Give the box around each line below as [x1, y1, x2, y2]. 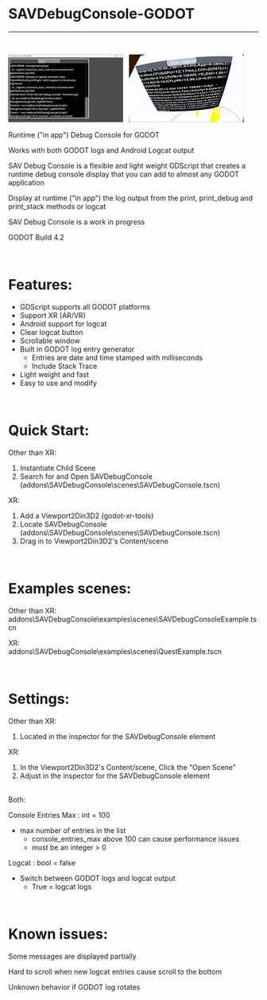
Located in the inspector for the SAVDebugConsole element [19, 731, 216, 741]
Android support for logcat [19, 319, 107, 329]
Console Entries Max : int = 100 [8, 810, 110, 819]
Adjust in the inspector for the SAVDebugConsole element [19, 771, 211, 780]
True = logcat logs [31, 881, 92, 891]
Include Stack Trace [31, 361, 98, 371]
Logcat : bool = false [8, 858, 76, 867]
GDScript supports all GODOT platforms [19, 302, 151, 311]
